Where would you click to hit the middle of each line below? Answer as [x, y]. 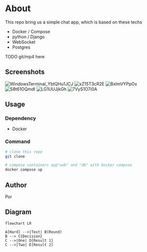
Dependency [21, 118]
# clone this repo [24, 152]
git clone [15, 156]
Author [16, 185]
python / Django [28, 37]
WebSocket [24, 42]
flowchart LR [18, 223]
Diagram [18, 212]
